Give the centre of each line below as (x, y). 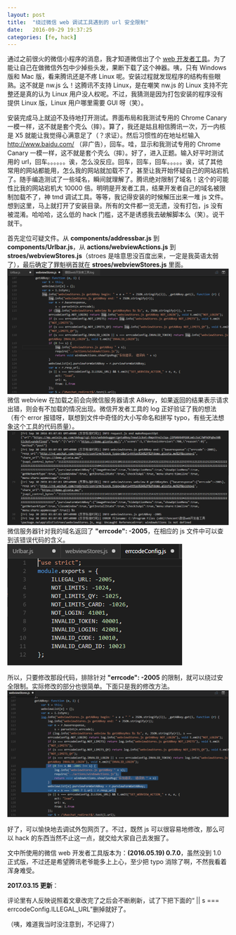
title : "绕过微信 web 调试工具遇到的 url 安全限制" (78, 22)
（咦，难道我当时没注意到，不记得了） (63, 924)
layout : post (26, 15)
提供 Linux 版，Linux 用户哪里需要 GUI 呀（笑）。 (77, 103)
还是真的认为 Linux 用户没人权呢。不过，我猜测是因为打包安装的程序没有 (118, 94)
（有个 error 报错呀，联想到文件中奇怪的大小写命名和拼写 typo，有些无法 (113, 417)
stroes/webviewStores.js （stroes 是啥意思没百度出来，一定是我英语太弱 (113, 256)
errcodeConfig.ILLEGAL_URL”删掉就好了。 (68, 909)
